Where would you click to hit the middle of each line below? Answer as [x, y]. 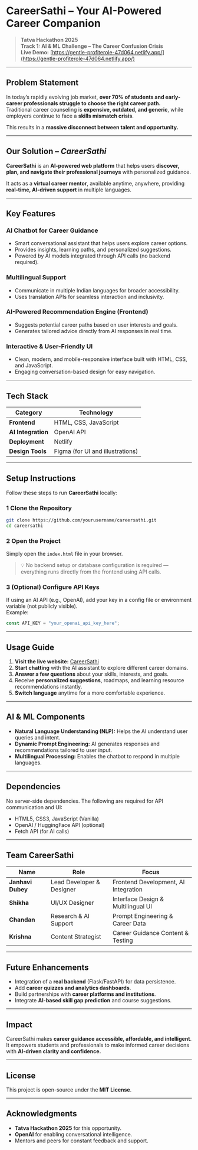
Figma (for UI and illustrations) [96, 451]
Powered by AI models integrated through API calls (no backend [92, 256]
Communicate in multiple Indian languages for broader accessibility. [97, 290]
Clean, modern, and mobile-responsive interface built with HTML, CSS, [101, 359]
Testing [123, 940]
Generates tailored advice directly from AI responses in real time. [93, 331]
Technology [96, 412]
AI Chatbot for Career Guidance [52, 230]
